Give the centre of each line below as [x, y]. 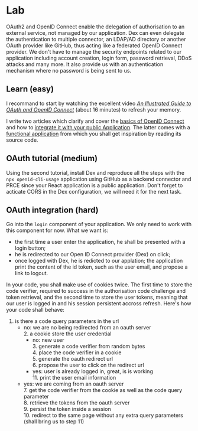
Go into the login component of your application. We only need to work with [99, 224]
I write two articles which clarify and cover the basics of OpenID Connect [95, 121]
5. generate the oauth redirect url [73, 359]
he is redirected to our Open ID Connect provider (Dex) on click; [92, 254]
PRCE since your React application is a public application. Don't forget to [95, 185]
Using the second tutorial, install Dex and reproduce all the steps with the [95, 172]
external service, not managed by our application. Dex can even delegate [95, 32]
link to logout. [31, 273]
